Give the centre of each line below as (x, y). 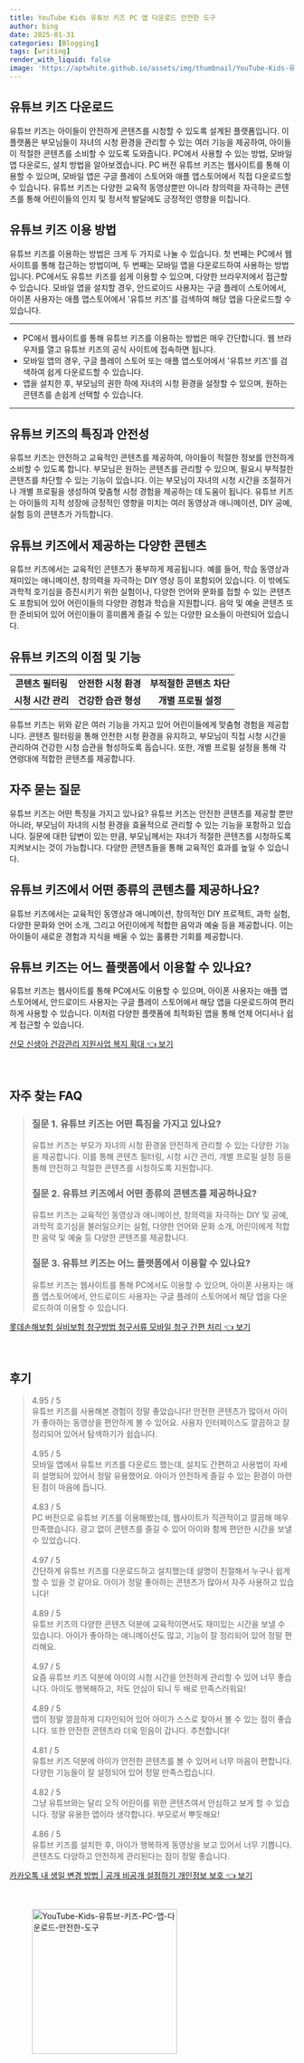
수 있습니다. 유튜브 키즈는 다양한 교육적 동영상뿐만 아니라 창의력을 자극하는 (141, 187)
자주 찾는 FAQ (46, 1095)
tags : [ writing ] (40, 52)
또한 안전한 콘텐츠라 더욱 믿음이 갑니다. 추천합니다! (140, 1731)
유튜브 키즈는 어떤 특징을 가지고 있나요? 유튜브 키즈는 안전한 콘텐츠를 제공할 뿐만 (152, 813)
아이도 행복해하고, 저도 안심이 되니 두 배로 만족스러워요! (149, 1689)
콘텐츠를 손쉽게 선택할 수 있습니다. (83, 394)
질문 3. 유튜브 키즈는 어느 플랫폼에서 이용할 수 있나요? (141, 1263)
